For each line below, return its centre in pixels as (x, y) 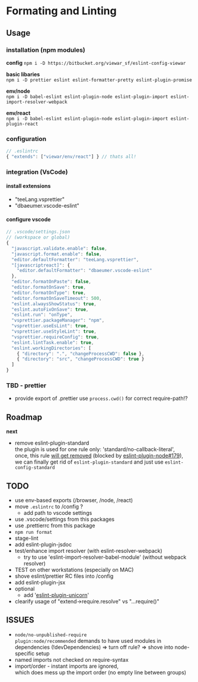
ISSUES (20, 620)
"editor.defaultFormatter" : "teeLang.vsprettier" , (75, 259)
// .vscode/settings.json (38, 232)
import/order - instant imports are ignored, (66, 666)
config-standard (35, 468)
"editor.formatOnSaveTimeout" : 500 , (57, 298)
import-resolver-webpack (37, 102)
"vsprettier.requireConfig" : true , (55, 337)
